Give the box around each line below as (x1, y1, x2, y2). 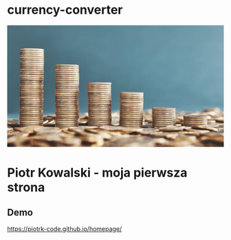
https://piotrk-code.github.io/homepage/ (7, 225, 122, 233)
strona (7, 179, 45, 195)
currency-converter (7, 2, 123, 18)
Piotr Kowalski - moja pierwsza (7, 164, 188, 180)
